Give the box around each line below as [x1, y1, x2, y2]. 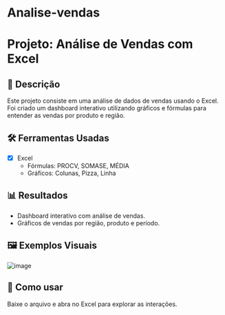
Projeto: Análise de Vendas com [7, 37, 193, 52]
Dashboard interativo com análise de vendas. [17, 212, 146, 220]
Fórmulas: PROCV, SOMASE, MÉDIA [27, 162, 129, 170]
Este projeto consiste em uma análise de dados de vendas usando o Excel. [7, 96, 219, 105]
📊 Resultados [7, 190, 68, 201]
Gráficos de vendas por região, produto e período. [17, 219, 160, 227]
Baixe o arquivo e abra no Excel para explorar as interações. [7, 300, 178, 308]
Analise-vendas [7, 5, 100, 21]
